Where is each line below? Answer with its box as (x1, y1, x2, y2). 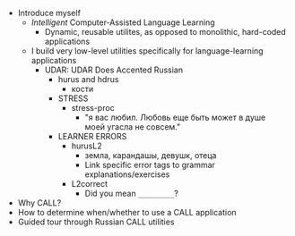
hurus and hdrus (57, 74, 119, 84)
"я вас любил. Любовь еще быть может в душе (84, 112, 266, 122)
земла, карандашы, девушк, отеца (84, 150, 217, 160)
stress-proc (71, 103, 115, 113)
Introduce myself (17, 8, 81, 18)
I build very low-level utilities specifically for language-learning (30, 46, 264, 56)
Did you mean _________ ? (84, 188, 179, 198)
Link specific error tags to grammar (84, 160, 215, 170)
